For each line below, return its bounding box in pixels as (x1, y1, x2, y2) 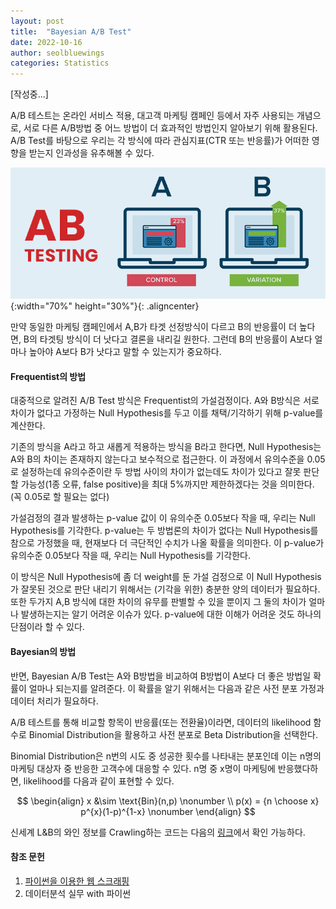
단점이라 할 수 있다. (10, 621, 85, 633)
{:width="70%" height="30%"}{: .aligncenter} (10, 300, 200, 312)
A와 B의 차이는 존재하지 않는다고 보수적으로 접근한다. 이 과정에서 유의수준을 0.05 (10, 453, 326, 465)
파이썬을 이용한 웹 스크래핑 (24, 875, 130, 887)
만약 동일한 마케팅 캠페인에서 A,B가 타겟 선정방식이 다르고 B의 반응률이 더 (10, 321, 297, 333)
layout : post (10, 16, 65, 26)
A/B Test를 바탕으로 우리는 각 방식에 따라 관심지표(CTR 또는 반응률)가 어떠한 (10, 135, 310, 147)
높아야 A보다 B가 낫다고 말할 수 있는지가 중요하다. (28, 346, 222, 358)
